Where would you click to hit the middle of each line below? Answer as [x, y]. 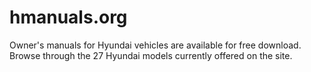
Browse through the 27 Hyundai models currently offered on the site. [151, 55]
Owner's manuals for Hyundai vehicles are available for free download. [155, 45]
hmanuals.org [68, 17]
